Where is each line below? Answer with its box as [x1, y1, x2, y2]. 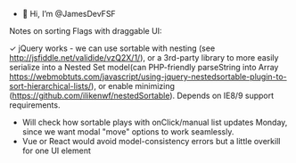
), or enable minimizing [90, 81, 176, 91]
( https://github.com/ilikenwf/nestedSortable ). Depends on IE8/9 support [9, 90, 275, 101]
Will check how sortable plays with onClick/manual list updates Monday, [21, 117, 288, 127]
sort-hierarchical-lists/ [9, 81, 92, 91]
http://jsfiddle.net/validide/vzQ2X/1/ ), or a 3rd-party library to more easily [9, 53, 279, 62]
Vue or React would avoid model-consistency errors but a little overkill [21, 136, 281, 146]
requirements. [9, 100, 61, 110]
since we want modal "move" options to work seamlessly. [21, 126, 234, 137]
